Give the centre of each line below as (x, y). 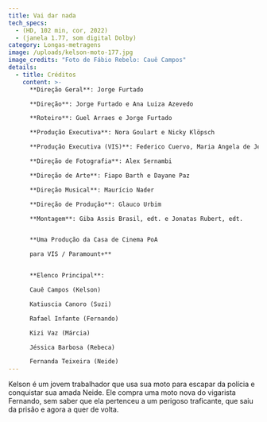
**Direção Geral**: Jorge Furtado (87, 89)
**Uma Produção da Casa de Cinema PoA (93, 240)
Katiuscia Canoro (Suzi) (70, 304)
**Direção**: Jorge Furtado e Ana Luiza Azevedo (111, 104)
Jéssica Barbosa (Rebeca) (72, 347)
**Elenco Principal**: (67, 276)
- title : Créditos (46, 75)
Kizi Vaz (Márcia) (60, 333)
